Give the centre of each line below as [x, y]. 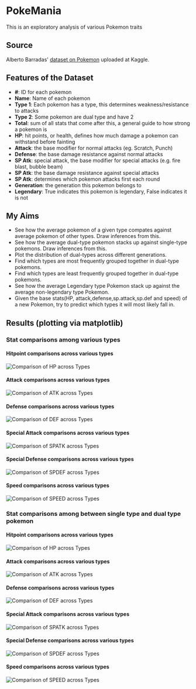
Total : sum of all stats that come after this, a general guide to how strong [102, 123]
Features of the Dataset [50, 78]
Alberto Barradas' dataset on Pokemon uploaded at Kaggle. [78, 59]
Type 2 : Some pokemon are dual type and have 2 [74, 117]
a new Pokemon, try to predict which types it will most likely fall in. [94, 305]
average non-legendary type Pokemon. [62, 292]
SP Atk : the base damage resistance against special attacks [87, 173]
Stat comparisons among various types [63, 339]
